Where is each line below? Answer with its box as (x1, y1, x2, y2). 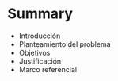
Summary (7, 5, 73, 23)
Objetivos (18, 48, 51, 57)
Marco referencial (18, 64, 77, 74)
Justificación (18, 56, 62, 66)
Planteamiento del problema (18, 39, 112, 48)
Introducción (18, 31, 61, 40)
